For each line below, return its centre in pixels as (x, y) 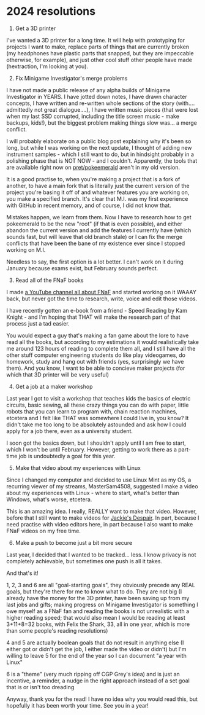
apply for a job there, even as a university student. (70, 431)
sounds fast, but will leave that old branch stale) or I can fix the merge (94, 236)
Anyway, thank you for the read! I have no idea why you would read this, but (102, 699)
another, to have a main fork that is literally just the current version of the (98, 186)
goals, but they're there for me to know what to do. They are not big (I (94, 592)
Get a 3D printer (35, 28)
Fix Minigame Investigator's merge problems (71, 78)
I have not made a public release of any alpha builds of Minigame (88, 90)
